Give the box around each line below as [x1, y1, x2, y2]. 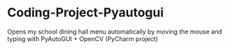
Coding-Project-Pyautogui [7, 5, 164, 21]
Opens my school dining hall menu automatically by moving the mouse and [7, 27, 223, 36]
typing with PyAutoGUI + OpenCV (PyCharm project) [7, 34, 159, 42]
